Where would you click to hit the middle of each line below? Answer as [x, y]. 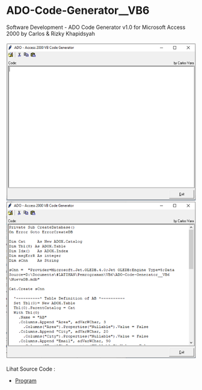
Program [26, 380]
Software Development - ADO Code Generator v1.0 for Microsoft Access [96, 27]
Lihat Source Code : [31, 369]
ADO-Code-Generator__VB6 [78, 11]
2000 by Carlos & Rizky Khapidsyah [50, 33]
